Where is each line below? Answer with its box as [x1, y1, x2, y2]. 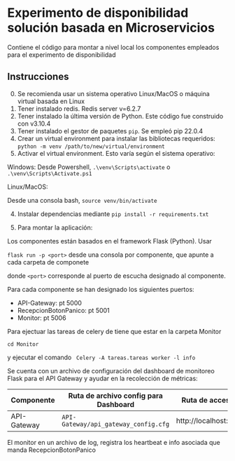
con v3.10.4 [17, 119, 51, 128]
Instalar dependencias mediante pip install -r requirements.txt [17, 209, 209, 218]
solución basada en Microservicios [7, 20, 215, 36]
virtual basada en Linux [17, 97, 85, 105]
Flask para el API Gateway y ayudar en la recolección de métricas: [7, 374, 198, 382]
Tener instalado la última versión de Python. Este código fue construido [17, 112, 224, 120]
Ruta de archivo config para [68, 391, 163, 401]
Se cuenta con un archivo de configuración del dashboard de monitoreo [7, 366, 215, 375]
